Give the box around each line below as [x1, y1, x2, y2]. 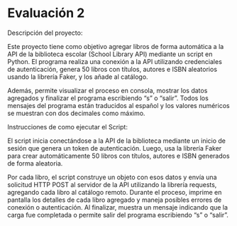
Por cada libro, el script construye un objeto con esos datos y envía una [7, 173, 217, 181]
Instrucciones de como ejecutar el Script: [7, 122, 128, 131]
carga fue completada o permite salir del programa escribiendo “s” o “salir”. [7, 210, 229, 219]
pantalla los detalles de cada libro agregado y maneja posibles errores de [7, 195, 222, 204]
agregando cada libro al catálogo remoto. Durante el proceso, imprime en [7, 188, 222, 196]
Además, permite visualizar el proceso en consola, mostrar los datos [7, 86, 208, 95]
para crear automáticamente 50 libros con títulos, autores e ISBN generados [7, 151, 230, 160]
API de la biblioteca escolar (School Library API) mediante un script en [7, 50, 213, 58]
